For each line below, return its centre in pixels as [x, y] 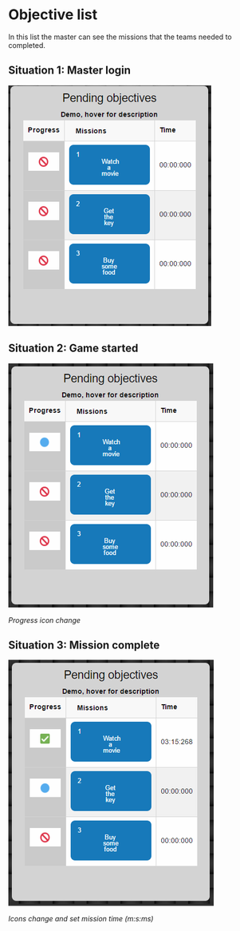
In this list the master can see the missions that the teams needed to [120, 37]
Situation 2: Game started [73, 349]
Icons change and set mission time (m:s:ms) [81, 919]
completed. [27, 45]
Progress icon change [45, 620]
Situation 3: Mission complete [84, 645]
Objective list [53, 15]
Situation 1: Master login [70, 71]
